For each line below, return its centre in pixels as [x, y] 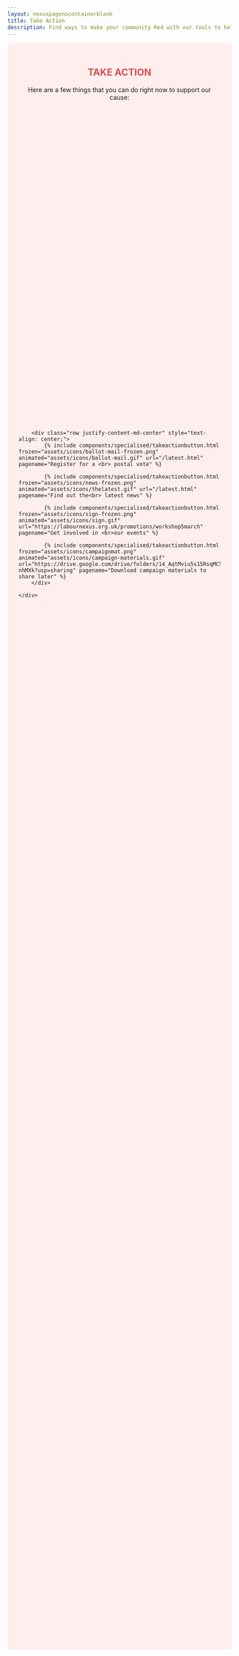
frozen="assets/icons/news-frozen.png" [78, 483]
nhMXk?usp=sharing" [47, 571]
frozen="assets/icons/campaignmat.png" [78, 552]
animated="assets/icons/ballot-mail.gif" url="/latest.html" [111, 458]
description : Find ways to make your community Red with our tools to [114, 27]
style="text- [187, 433]
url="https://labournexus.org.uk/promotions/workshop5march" [111, 527]
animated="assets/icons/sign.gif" [70, 521]
